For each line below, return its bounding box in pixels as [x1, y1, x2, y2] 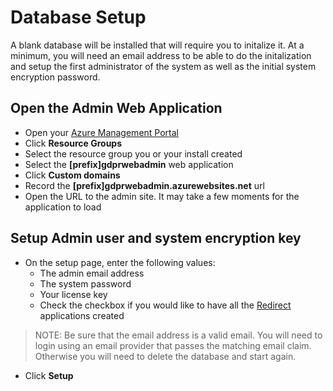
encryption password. [10, 71, 101, 83]
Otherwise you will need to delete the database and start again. [34, 350, 297, 362]
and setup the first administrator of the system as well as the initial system [10, 60, 317, 72]
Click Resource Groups [24, 137, 123, 149]
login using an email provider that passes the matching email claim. [34, 339, 312, 351]
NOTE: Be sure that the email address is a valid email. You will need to [34, 329, 323, 341]
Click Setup [24, 369, 74, 381]
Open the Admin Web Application [10, 100, 223, 117]
